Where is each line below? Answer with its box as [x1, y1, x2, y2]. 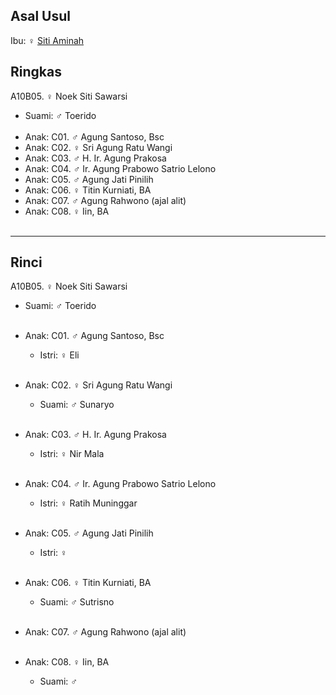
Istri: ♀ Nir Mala [39, 448, 105, 460]
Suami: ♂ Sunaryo [39, 399, 115, 411]
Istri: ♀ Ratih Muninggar [39, 497, 138, 509]
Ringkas [10, 64, 62, 81]
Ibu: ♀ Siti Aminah [10, 34, 85, 46]
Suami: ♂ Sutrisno [39, 596, 115, 608]
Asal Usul [10, 8, 71, 25]
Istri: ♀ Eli [39, 349, 80, 361]
